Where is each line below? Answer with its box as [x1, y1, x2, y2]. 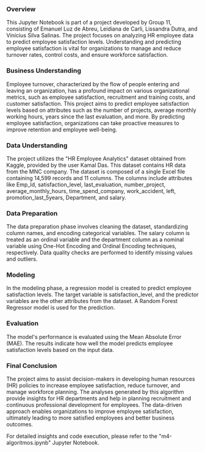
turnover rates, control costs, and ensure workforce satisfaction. [6, 51, 168, 59]
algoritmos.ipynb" [6, 439, 51, 447]
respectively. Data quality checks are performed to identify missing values [6, 249, 193, 257]
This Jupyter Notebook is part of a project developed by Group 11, [6, 19, 172, 26]
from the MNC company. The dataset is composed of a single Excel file [6, 167, 185, 175]
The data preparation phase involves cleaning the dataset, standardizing [6, 223, 189, 230]
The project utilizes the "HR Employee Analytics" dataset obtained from [6, 155, 186, 162]
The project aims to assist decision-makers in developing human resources [6, 375, 195, 383]
